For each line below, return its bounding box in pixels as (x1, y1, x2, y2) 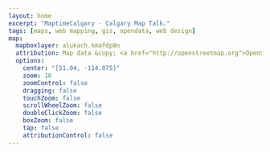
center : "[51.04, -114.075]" (22, 64, 121, 72)
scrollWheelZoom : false (22, 101, 103, 109)
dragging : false (22, 86, 78, 95)
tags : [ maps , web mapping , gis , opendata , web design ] (8, 27, 196, 35)
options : (15, 57, 45, 65)
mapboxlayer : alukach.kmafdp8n (15, 42, 121, 50)
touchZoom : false (22, 94, 81, 102)
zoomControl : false (22, 79, 88, 87)
